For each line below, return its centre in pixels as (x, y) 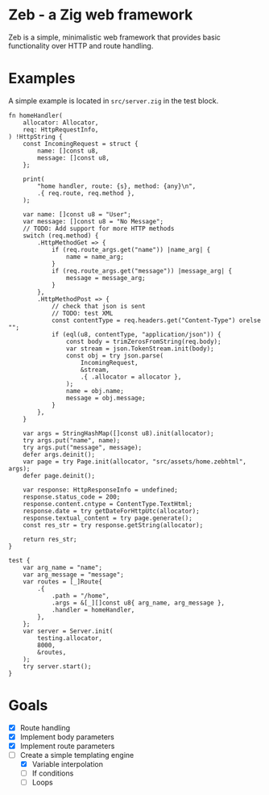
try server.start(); (57, 666)
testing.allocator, (70, 638)
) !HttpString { (35, 136)
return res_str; (50, 539)
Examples (42, 79)
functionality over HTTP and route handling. (81, 45)
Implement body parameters (67, 737)
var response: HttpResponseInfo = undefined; (101, 490)
